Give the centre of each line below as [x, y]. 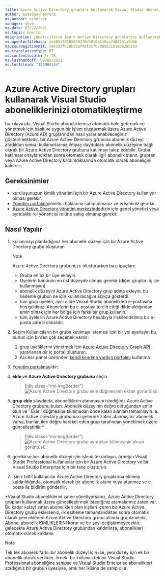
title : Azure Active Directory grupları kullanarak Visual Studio [74, 10]
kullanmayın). [33, 286]
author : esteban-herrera [30, 14]
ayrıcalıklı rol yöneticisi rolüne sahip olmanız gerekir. [65, 214]
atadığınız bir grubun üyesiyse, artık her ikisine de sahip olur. [67, 568]
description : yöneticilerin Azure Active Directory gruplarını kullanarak [83, 37]
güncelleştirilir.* [28, 427]
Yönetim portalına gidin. [36, 367]
